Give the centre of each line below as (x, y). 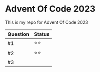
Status (42, 34)
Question (18, 34)
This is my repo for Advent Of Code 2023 (47, 22)
